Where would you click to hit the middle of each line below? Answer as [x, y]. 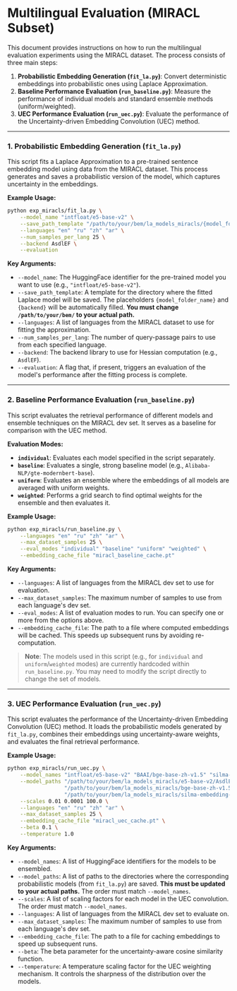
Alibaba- [198, 465]
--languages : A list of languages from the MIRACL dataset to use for [116, 322]
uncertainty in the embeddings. [53, 184]
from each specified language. [62, 345]
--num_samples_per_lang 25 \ [63, 237]
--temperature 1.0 [47, 834]
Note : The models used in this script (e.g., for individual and [114, 657]
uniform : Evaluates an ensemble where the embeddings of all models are [123, 480]
